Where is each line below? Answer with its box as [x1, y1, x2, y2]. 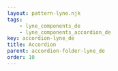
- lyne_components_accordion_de [19, 28, 111, 36]
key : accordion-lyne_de [7, 35, 75, 42]
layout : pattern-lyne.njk [7, 9, 80, 17]
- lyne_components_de [19, 22, 80, 29]
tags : [7, 16, 23, 23]
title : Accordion [7, 41, 57, 48]
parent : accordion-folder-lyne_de [7, 48, 106, 55]
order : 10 [7, 54, 35, 61]
